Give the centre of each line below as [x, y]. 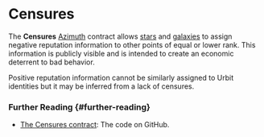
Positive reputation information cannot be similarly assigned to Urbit [121, 77]
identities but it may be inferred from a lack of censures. [101, 86]
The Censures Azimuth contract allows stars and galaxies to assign [120, 36]
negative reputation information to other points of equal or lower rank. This [132, 44]
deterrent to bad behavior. [52, 62]
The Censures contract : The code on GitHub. [95, 125]
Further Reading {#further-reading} [80, 107]
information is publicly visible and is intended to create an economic [121, 53]
